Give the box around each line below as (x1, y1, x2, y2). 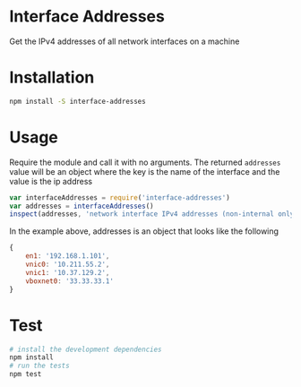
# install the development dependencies (9, 345, 163, 354)
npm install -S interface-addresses (9, 97, 146, 106)
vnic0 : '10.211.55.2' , (25, 260, 110, 270)
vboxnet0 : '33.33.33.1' (25, 276, 115, 286)
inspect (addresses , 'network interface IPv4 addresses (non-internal (9, 210, 275, 219)
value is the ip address (9, 176, 92, 186)
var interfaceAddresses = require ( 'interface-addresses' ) (9, 193, 230, 202)
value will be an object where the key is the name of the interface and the (9, 166, 280, 176)
